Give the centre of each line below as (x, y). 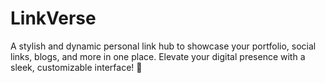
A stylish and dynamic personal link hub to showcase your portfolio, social (163, 46)
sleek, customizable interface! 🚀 (76, 67)
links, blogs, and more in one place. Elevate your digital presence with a (158, 56)
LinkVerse (53, 18)
